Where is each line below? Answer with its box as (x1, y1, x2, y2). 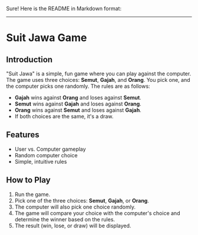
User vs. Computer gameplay (14, 145, 87, 153)
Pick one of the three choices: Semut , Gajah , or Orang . (14, 197, 149, 204)
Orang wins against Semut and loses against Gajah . (14, 107, 141, 114)
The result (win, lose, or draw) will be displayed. (14, 222, 131, 229)
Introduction (6, 54, 53, 64)
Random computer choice (14, 151, 78, 158)
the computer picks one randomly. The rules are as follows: (6, 82, 150, 90)
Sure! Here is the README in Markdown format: (6, 5, 122, 12)
